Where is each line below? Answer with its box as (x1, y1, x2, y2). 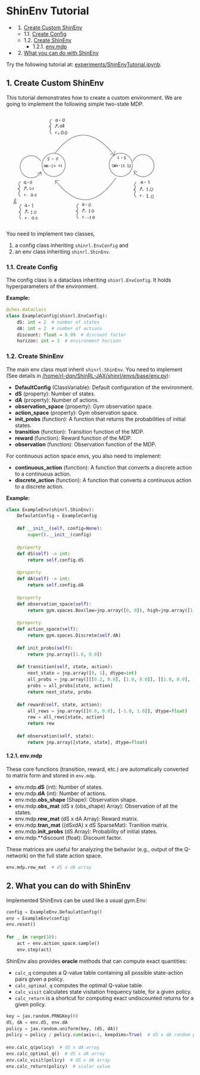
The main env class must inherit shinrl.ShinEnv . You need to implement (6, 366, 183, 373)
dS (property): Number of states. (14, 390, 96, 397)
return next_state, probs (27, 689, 92, 695)
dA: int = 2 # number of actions (17, 325, 102, 332)
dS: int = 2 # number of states (17, 319, 100, 325)
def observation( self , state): (17, 733, 95, 739)
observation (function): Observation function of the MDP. (14, 440, 157, 448)
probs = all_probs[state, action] (27, 683, 113, 689)
